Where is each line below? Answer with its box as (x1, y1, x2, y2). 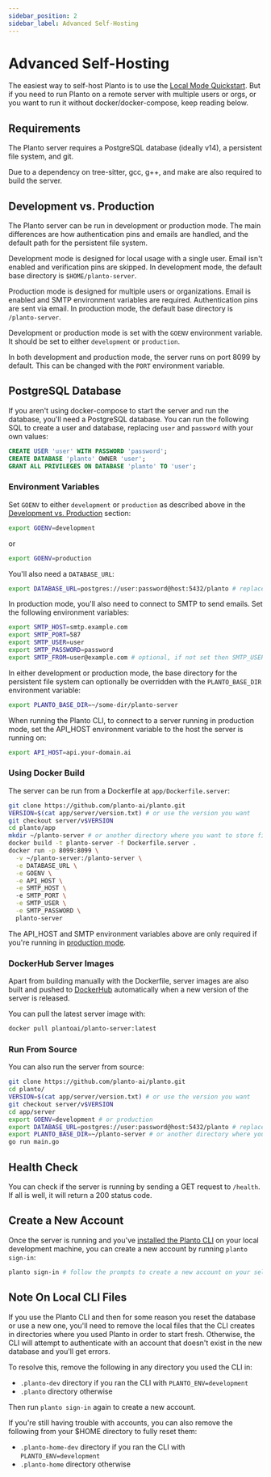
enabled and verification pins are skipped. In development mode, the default (8, 262, 262, 272)
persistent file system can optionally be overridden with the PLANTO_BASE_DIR (8, 676, 262, 686)
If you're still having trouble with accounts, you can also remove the (8, 1417, 233, 1428)
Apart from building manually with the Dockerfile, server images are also (8, 976, 249, 986)
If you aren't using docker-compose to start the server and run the (8, 405, 229, 415)
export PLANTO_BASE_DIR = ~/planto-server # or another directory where (8, 1130, 251, 1139)
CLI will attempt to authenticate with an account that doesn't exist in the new (8, 1338, 263, 1348)
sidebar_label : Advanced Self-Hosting (8, 19, 139, 28)
